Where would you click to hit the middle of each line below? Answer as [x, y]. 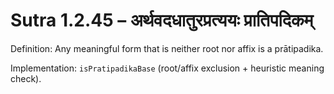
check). [26, 78]
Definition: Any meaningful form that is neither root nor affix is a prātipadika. [167, 48]
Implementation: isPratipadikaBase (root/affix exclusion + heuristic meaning [167, 68]
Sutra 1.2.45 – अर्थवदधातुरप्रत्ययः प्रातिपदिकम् [162, 20]
